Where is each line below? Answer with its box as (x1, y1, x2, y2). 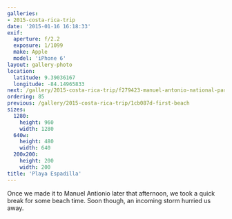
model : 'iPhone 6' (13, 55, 67, 62)
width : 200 (19, 163, 51, 171)
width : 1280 (19, 125, 54, 132)
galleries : (7, 10, 39, 17)
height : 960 (19, 118, 54, 126)
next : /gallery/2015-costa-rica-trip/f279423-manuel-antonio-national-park (7, 87, 230, 94)
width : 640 (19, 145, 51, 152)
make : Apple (13, 49, 48, 56)
